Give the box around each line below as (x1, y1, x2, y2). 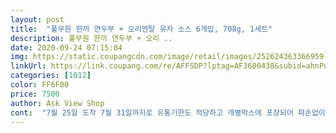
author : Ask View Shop (10, 98, 105, 108)
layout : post (10, 14, 65, 25)
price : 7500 (10, 89, 60, 99)
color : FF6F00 (10, 80, 70, 90)
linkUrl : (10, 61, 47, 71)
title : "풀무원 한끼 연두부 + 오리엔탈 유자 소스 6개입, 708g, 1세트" (10, 24, 273, 34)
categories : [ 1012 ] (10, 71, 92, 81)
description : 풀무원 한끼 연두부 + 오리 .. (10, 33, 173, 43)
